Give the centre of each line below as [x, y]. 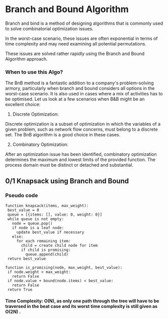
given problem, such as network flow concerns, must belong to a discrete [81, 129]
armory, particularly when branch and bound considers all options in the [80, 88]
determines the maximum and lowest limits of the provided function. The [80, 159]
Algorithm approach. [26, 59]
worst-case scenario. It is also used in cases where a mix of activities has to [84, 94]
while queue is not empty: [36, 219]
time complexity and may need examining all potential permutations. [76, 43]
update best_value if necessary [50, 232]
